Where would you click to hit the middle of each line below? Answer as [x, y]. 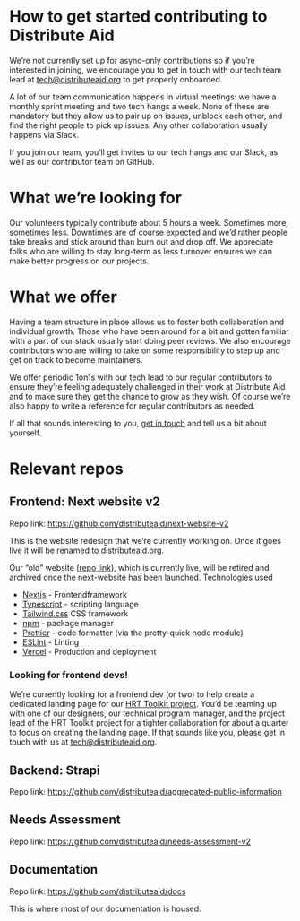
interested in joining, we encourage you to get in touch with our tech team [146, 70]
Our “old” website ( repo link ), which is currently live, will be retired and [140, 567]
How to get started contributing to [138, 17]
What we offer [64, 297]
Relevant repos [66, 469]
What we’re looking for [95, 198]
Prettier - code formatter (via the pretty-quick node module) [133, 633]
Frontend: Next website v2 [85, 502]
